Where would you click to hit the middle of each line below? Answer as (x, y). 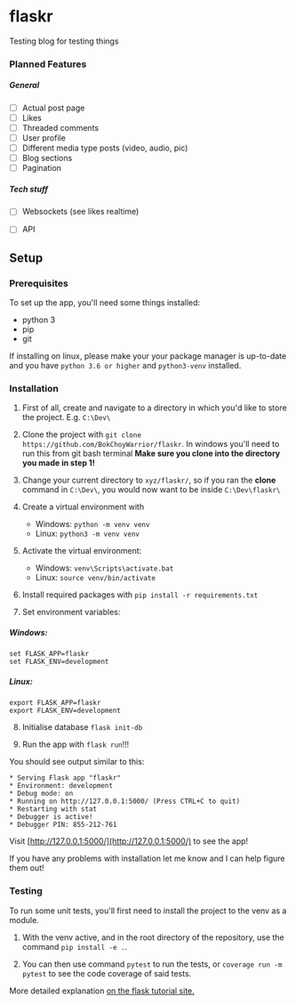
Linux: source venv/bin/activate (95, 578)
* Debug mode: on (41, 794)
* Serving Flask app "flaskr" (65, 778)
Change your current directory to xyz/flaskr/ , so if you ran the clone (149, 480)
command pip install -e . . (74, 946)
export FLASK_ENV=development (65, 711)
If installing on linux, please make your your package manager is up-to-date (148, 356)
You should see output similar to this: (77, 762)
